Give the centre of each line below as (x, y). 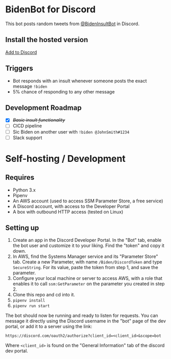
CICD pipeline (27, 126)
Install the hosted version (47, 40)
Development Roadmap (44, 108)
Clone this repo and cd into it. (44, 295)
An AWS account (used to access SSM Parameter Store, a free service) (88, 201)
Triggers (19, 69)
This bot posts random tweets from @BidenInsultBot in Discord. (72, 24)
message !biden (30, 86)
